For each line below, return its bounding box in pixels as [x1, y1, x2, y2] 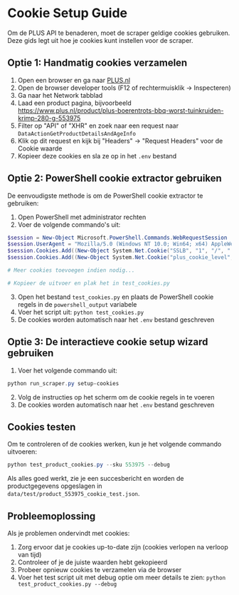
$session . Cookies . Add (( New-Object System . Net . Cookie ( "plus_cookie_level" [7, 254, 231, 261]
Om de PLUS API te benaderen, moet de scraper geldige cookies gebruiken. [7, 29, 230, 37]
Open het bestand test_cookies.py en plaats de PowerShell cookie [17, 293, 214, 301]
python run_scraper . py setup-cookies [7, 380, 119, 387]
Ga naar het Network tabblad [17, 91, 103, 99]
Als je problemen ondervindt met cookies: [7, 529, 130, 537]
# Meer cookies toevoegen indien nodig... [7, 267, 135, 274]
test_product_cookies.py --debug [17, 581, 117, 588]
